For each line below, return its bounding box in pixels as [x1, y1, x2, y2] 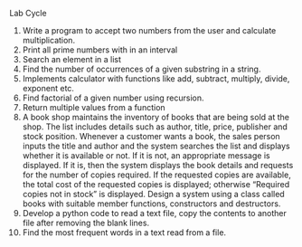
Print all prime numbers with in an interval [22, 44, 178, 55]
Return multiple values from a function [22, 102, 165, 112]
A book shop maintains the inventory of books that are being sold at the [22, 112, 289, 122]
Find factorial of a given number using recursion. [22, 92, 204, 103]
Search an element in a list [22, 54, 122, 64]
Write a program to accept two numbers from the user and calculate [22, 25, 277, 35]
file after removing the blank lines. [22, 217, 150, 228]
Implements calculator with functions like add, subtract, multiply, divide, [22, 73, 290, 84]
